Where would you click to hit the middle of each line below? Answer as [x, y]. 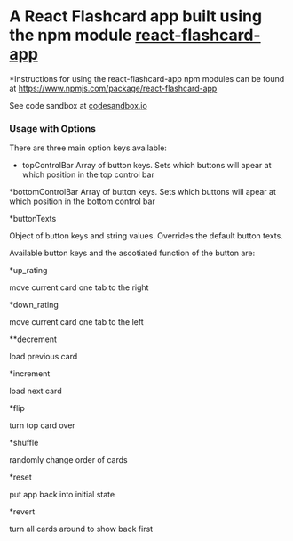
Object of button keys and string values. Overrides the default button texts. [146, 236]
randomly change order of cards [68, 460]
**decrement [33, 339]
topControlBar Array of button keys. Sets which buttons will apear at [147, 166]
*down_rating [34, 305]
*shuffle [24, 443]
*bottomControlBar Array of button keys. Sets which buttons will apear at [143, 192]
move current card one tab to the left [76, 322]
